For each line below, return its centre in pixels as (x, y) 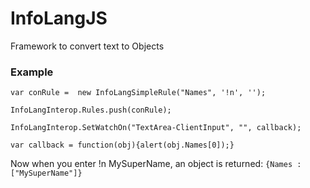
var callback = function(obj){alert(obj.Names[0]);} (122, 145)
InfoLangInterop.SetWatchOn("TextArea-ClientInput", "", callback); (156, 128)
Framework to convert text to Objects (87, 46)
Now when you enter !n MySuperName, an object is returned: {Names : (156, 164)
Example (32, 72)
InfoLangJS (59, 18)
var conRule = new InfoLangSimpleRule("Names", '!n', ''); (138, 93)
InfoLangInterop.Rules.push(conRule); (91, 110)
